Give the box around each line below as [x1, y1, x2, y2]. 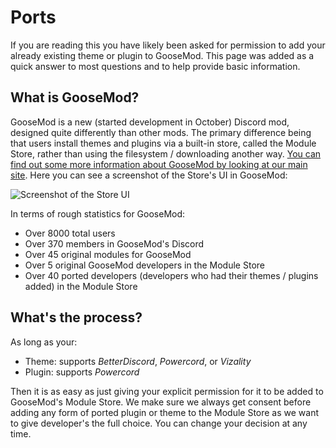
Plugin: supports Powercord [24, 366, 140, 378]
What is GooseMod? [10, 89, 140, 106]
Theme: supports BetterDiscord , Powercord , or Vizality [24, 355, 252, 367]
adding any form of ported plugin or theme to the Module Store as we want [10, 406, 320, 418]
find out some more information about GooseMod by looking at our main [10, 158, 308, 170]
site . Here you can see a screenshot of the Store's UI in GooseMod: [10, 169, 288, 181]
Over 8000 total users [24, 227, 116, 239]
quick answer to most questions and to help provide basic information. [10, 60, 301, 72]
